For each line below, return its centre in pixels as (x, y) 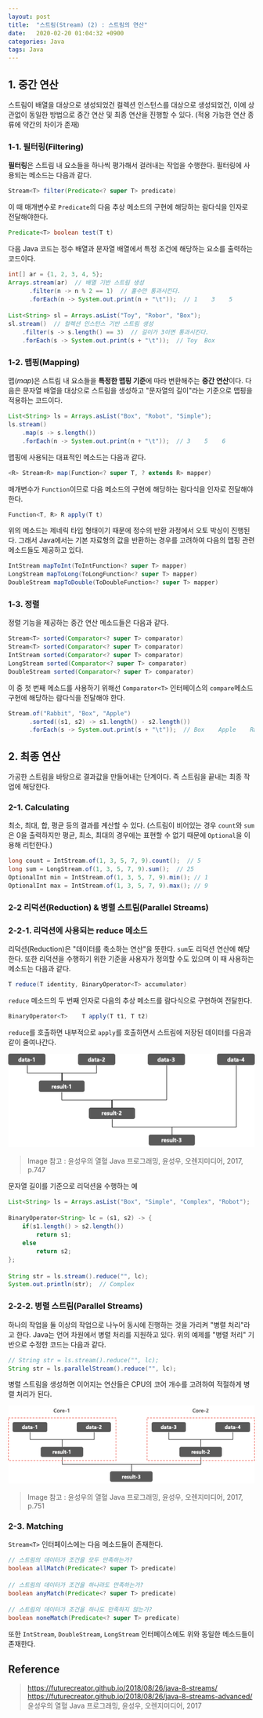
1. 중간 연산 (33, 84)
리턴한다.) (38, 845)
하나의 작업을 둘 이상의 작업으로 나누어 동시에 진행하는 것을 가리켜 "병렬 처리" (126, 1325)
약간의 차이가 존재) (51, 124)
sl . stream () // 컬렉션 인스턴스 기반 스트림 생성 (81, 324)
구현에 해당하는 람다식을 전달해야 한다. (67, 697)
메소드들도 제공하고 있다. (46, 550)
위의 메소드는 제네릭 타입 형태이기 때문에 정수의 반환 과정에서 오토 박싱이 (119, 531)
